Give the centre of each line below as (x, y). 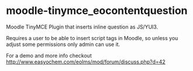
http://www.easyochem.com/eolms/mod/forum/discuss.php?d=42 (86, 62)
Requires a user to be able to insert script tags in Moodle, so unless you (92, 38)
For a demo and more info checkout (49, 55)
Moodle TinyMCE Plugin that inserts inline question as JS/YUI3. (82, 27)
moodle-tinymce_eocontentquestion (97, 11)
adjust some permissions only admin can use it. (63, 44)
